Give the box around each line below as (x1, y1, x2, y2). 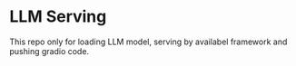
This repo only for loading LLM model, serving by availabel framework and (9, 36, 288, 47)
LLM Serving (9, 6, 107, 27)
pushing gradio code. (9, 45, 89, 56)
